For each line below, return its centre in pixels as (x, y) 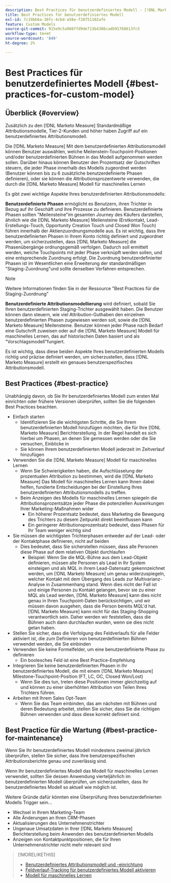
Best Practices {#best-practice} (57, 384)
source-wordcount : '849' (32, 39)
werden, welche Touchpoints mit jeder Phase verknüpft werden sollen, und (84, 252)
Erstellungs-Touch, (25, 225)
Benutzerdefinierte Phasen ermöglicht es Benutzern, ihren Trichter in (79, 204)
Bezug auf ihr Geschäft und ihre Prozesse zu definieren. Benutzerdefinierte (84, 209)
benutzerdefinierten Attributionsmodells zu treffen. (73, 492)
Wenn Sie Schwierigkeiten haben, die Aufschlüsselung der (81, 471)
